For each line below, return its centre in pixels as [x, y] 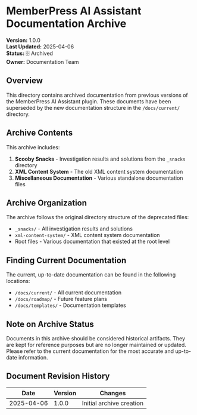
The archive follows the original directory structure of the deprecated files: [98, 217]
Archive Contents [40, 133]
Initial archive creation [113, 403]
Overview [25, 81]
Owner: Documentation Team [43, 62]
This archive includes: [33, 147]
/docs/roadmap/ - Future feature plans [61, 299]
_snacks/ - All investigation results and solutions [74, 229]
